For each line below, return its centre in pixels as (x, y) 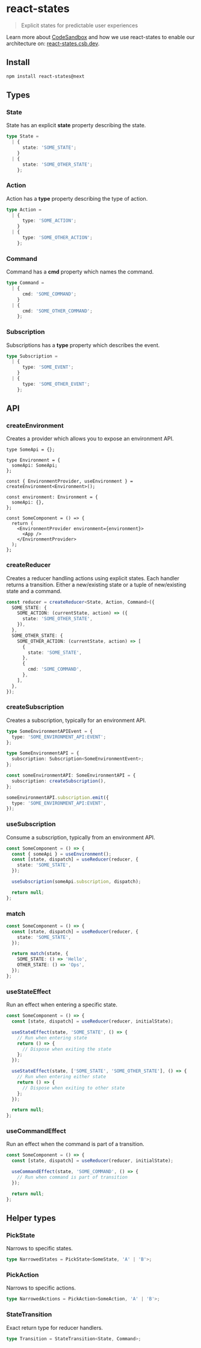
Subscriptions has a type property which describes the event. (83, 345)
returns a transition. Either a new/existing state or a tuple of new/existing (96, 585)
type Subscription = (32, 356)
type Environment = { (33, 460)
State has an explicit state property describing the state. (76, 125)
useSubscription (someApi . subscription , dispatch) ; (76, 882)
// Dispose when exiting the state (67, 1049)
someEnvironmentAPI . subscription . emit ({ (58, 797)
